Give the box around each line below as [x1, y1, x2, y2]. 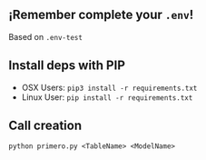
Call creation [8, 118, 83, 134]
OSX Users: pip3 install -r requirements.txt [21, 82, 198, 93]
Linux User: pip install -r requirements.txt [21, 91, 193, 103]
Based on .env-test [8, 31, 83, 42]
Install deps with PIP [8, 58, 126, 74]
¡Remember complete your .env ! [8, 7, 194, 23]
